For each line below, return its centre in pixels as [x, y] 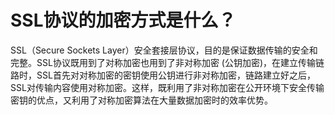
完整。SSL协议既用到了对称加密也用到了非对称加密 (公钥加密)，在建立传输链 [167, 62]
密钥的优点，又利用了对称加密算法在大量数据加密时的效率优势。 [141, 100]
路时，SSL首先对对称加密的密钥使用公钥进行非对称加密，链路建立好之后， [163, 75]
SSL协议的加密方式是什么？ [123, 20]
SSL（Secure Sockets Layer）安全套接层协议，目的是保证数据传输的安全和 [164, 50]
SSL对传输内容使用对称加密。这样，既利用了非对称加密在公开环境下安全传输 [167, 87]
